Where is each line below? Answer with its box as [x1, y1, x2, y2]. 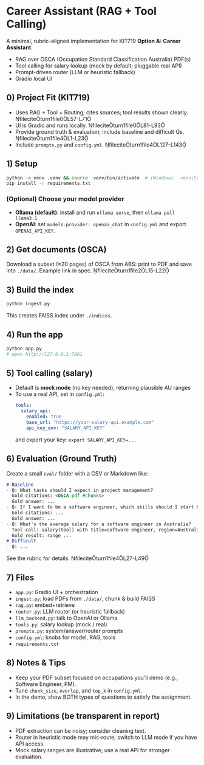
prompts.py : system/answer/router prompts [15, 627, 123, 634]
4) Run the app [6, 330, 63, 340]
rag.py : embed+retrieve [15, 601, 75, 609]
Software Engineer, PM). [15, 680, 76, 688]
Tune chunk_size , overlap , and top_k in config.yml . [15, 687, 143, 694]
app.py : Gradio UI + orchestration [15, 588, 98, 595]
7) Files [6, 572, 35, 583]
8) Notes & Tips [6, 658, 66, 668]
